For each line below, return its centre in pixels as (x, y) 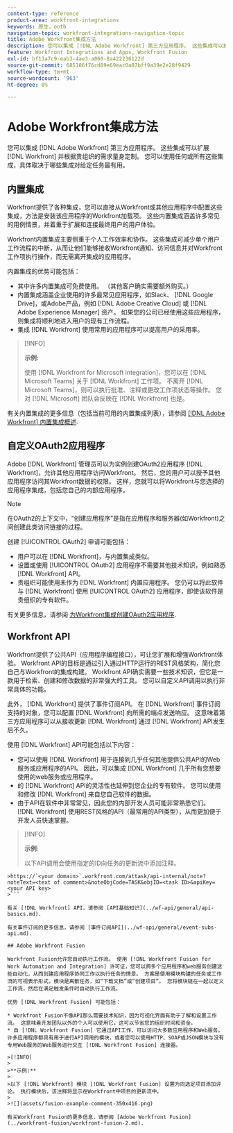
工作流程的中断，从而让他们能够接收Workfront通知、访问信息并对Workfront (115, 248)
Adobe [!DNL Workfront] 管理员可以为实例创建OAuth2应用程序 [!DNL (105, 464)
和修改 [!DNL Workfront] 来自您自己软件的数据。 (86, 794)
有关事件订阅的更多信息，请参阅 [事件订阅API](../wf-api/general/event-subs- (112, 928)
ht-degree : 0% (28, 85)
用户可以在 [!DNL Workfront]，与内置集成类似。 (85, 556)
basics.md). (24, 914)
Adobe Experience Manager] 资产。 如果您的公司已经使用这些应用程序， (121, 312)
